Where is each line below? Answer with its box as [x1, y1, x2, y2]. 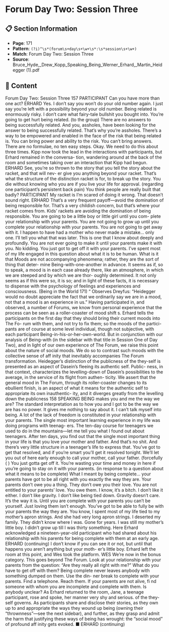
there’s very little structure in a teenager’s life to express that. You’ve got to [5, 444, 161, 450]
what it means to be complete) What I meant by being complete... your [5, 471, 151, 477]
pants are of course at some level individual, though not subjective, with [5, 326, 154, 332]
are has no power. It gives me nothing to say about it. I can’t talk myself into [5, 406, 162, 412]
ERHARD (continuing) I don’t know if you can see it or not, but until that [5, 541, 152, 547]
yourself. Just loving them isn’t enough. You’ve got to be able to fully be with [5, 503, 164, 509]
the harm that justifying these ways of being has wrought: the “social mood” [5, 615, 163, 622]
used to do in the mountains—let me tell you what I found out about [5, 428, 145, 434]
